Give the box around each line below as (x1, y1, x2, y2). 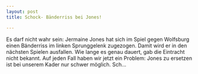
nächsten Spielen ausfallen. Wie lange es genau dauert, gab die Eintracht (6, 48, 185, 55)
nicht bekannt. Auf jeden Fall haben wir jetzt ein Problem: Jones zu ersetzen (6, 54, 193, 62)
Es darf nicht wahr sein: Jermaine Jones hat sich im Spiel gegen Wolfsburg (6, 36, 190, 43)
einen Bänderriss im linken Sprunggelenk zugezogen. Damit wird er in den (6, 42, 187, 49)
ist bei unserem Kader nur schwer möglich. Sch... (6, 60, 126, 68)
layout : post (6, 8, 39, 15)
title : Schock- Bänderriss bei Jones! (6, 14, 102, 20)
